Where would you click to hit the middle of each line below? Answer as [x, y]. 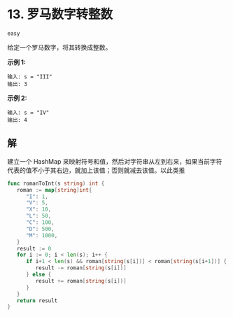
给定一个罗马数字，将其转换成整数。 [59, 47]
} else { [38, 274]
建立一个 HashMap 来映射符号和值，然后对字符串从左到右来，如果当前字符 [115, 161]
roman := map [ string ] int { [54, 190]
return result [37, 301]
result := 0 [34, 248]
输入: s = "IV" [28, 113]
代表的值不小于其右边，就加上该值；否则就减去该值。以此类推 [96, 170]
